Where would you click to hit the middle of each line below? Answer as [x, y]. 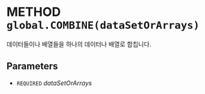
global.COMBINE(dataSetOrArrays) [103, 25]
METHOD [34, 12]
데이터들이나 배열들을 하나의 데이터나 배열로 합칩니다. [79, 44]
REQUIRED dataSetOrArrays [54, 83]
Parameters [32, 66]
